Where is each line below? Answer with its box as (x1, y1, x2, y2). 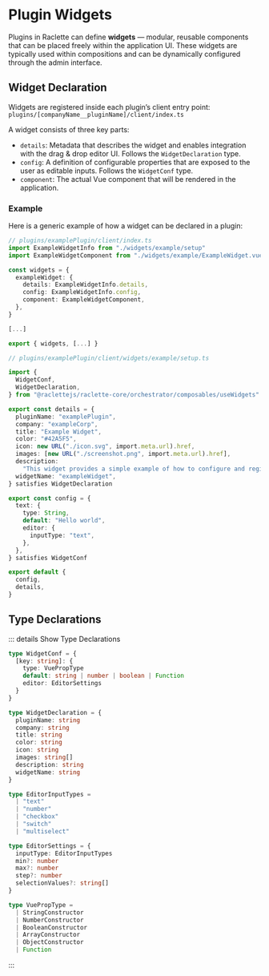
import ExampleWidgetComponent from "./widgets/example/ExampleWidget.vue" (8, 251, 267, 260)
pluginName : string (15, 716, 81, 724)
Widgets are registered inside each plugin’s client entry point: (8, 102, 211, 111)
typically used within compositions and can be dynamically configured (8, 49, 241, 58)
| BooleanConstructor (15, 923, 88, 931)
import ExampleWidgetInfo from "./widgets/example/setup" (8, 244, 206, 252)
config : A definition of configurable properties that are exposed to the (19, 157, 251, 167)
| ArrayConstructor (15, 931, 81, 939)
